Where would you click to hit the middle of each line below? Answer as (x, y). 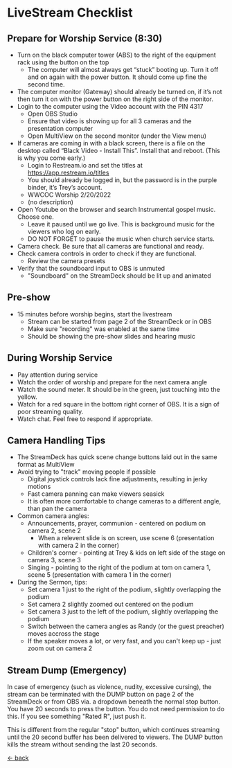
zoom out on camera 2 (60, 648)
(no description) (51, 202)
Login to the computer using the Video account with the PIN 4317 (110, 106)
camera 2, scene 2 (54, 530)
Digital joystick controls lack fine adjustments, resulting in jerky (117, 479)
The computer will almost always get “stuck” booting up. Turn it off (123, 70)
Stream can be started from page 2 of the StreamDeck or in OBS (119, 321)
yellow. (27, 397)
